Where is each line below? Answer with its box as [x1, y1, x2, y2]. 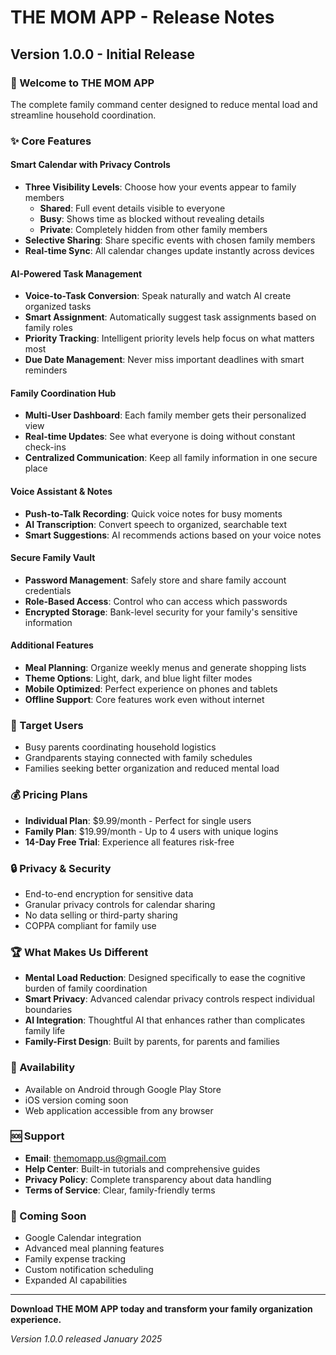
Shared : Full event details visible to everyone [39, 202, 226, 214]
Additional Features [10, 639, 94, 651]
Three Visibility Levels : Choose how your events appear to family [24, 181, 297, 193]
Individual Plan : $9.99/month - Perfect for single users [24, 814, 252, 826]
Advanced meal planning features [24, 1242, 165, 1255]
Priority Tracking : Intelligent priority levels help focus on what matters [24, 332, 315, 345]
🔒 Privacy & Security [10, 861, 112, 875]
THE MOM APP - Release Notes [10, 6, 275, 29]
